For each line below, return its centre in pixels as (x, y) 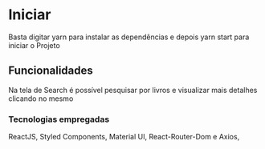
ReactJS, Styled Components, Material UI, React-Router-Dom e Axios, (124, 137)
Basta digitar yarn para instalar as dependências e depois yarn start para (129, 37)
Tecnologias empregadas (59, 119)
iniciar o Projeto (34, 45)
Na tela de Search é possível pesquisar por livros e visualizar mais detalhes (133, 90)
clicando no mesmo (41, 99)
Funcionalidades (51, 71)
